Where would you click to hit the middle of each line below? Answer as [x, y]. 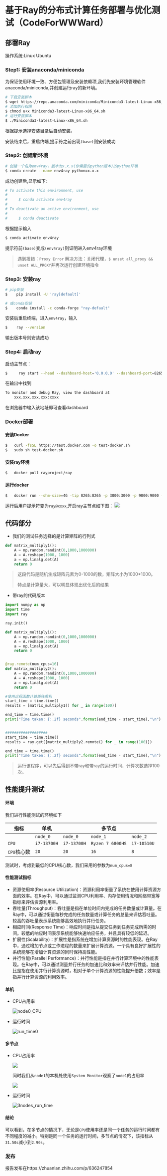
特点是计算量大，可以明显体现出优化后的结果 [63, 585]
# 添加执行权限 [19, 107]
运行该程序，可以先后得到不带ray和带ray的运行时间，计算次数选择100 [88, 766]
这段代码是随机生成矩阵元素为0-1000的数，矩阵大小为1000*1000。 [86, 574]
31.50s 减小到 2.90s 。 [26, 1142]
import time [17, 609]
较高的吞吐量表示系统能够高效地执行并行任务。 [60, 921]
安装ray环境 [17, 462]
